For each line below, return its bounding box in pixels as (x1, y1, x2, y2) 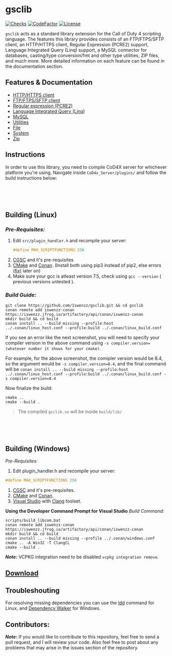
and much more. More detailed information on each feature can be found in (5, 57, 165, 64)
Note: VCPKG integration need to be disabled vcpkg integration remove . (5, 554, 159, 560)
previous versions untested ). (12, 279, 75, 285)
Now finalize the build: (5, 385, 53, 391)
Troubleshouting (5, 586, 60, 595)
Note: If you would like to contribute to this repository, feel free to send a (5, 634, 160, 640)
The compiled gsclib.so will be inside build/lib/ (17, 409, 122, 415)
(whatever (5, 346, 27, 352)
